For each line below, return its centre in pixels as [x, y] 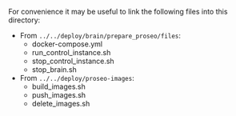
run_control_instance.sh [71, 52]
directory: [24, 20]
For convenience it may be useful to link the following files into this [118, 12]
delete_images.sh [61, 104]
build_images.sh [59, 86]
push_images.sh [59, 95]
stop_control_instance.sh [73, 61]
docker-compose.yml [67, 44]
